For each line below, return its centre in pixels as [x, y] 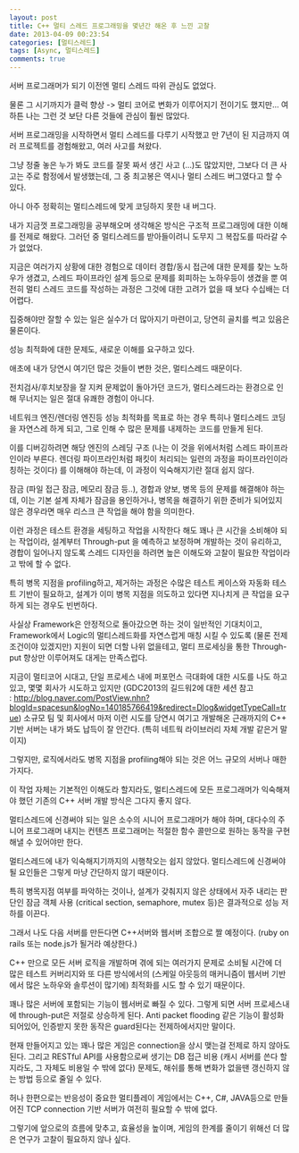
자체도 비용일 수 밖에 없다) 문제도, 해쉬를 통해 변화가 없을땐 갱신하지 [162, 1068]
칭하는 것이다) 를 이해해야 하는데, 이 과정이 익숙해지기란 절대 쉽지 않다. [132, 470]
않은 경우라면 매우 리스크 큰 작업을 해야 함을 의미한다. [102, 511]
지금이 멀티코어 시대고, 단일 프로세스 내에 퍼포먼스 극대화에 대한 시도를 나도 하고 [149, 677]
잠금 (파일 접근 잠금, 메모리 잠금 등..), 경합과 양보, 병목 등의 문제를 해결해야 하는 [147, 489]
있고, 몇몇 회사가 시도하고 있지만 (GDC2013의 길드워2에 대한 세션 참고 [132, 688]
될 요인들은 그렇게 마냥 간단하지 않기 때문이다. [89, 872]
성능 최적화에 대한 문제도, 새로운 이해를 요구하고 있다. [102, 349]
